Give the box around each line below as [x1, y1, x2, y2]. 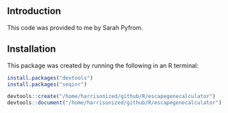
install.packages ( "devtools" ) [7, 74, 94, 81]
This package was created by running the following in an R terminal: [7, 61, 199, 69]
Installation [7, 44, 56, 55]
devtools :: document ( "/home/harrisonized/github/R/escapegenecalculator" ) [7, 99, 223, 106]
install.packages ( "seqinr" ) [7, 81, 88, 88]
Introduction [7, 5, 62, 17]
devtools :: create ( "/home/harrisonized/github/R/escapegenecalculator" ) [7, 93, 216, 100]
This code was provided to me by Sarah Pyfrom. [7, 23, 144, 31]
